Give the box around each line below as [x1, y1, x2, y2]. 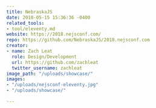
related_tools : [6, 20, 45, 26]
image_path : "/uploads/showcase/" [6, 71, 94, 77]
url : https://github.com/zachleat [11, 59, 99, 65]
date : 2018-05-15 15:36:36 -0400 [6, 14, 91, 21]
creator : [6, 43, 28, 49]
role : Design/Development [11, 54, 77, 60]
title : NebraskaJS [6, 8, 53, 15]
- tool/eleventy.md [6, 25, 56, 32]
